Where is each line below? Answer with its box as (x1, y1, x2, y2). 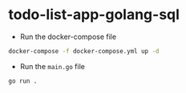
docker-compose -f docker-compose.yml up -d (8, 47, 160, 55)
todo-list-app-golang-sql (8, 6, 180, 24)
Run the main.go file (19, 61, 86, 71)
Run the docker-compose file (19, 32, 117, 41)
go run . (8, 77, 38, 85)
